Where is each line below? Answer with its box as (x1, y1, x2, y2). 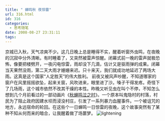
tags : (5, 35, 16, 40)
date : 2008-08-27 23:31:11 (5, 30, 60, 35)
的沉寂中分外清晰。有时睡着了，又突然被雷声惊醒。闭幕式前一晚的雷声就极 (5, 55, 156, 60)
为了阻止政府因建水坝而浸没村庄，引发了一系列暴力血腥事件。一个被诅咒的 (9, 98, 160, 104)
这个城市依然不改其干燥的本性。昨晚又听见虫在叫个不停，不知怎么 (26, 86, 160, 91)
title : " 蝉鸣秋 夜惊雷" (5, 7, 52, 12)
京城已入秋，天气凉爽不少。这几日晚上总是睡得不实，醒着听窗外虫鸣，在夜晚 (5, 49, 160, 55)
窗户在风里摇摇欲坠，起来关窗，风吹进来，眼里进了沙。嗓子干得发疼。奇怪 (5, 79, 156, 85)
